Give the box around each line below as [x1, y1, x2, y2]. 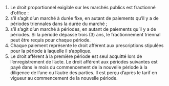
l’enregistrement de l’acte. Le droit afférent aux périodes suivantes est [10, 59, 158, 64]
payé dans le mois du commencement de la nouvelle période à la [10, 64, 147, 70]
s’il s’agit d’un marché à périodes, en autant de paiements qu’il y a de [10, 26, 156, 32]
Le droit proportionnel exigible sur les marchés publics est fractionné [10, 5, 156, 10]
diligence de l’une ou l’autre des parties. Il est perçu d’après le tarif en [10, 70, 157, 76]
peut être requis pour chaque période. [10, 37, 91, 43]
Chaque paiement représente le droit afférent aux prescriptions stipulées [10, 42, 164, 48]
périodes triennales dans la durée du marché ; [10, 20, 108, 27]
